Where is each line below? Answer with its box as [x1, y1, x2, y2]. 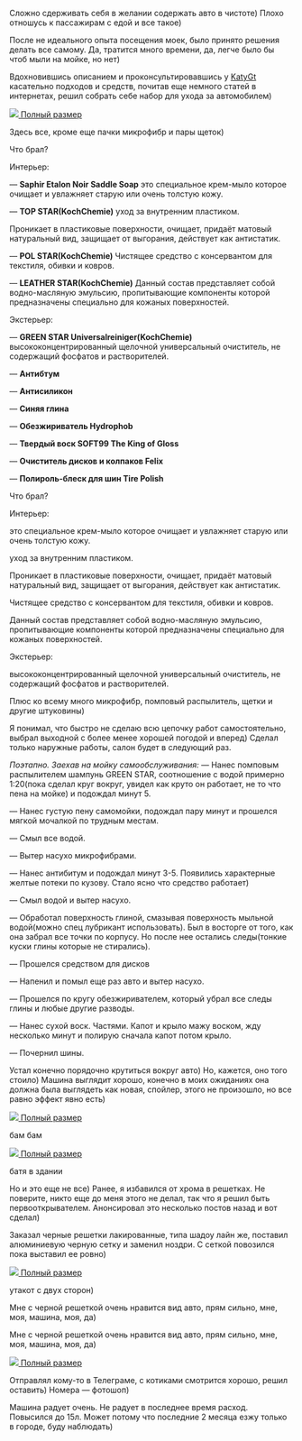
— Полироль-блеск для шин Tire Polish [9, 473, 164, 483]
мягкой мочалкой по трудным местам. [9, 815, 160, 826]
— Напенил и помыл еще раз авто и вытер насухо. [9, 976, 205, 987]
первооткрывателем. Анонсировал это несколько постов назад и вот [9, 1203, 278, 1213]
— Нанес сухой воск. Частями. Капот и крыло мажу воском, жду [9, 1021, 261, 1031]
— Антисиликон [9, 386, 74, 396]
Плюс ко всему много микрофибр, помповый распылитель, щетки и [9, 696, 273, 706]
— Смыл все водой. [9, 833, 86, 843]
